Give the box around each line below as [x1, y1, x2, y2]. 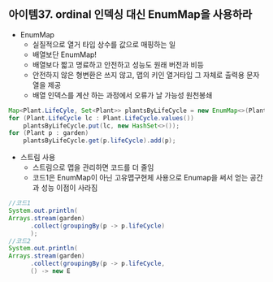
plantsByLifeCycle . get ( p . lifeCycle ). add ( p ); [23, 137, 176, 145]
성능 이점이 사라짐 [41, 183, 98, 193]
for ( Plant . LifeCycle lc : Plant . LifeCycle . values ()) [8, 114, 195, 122]
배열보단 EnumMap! [32, 50, 97, 59]
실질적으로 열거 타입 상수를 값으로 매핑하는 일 [32, 39, 176, 49]
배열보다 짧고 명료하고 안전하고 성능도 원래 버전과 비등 [32, 59, 205, 69]
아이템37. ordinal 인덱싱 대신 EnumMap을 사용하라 [8, 7, 253, 22]
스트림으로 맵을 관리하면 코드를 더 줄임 [32, 163, 154, 172]
